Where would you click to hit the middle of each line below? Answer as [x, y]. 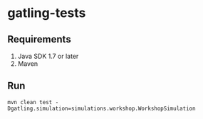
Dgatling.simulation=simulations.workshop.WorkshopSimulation [101, 108]
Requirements [39, 39]
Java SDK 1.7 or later [48, 56]
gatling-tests [47, 13]
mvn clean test [30, 102]
